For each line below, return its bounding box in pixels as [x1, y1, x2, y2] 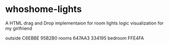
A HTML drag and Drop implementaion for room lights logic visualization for [5, 20, 164, 26]
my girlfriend [5, 25, 32, 31]
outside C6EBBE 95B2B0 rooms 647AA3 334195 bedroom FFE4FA [5, 35, 144, 41]
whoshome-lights [5, 3, 82, 15]
